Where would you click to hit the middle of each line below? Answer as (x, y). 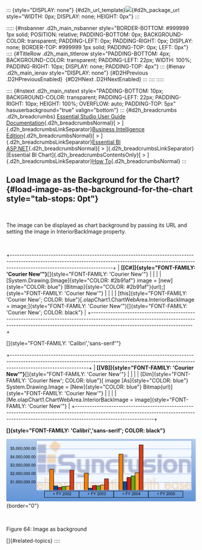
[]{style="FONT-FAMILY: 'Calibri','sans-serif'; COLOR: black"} (86, 430)
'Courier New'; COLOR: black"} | (46, 312)
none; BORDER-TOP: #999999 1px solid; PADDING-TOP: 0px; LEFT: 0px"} (97, 47)
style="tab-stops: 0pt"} (53, 199)
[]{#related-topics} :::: (33, 541)
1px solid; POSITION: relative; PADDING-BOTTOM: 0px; (74, 34)
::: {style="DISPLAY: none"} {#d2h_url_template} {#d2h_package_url (93, 10)
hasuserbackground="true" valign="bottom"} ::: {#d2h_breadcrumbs (92, 110)
